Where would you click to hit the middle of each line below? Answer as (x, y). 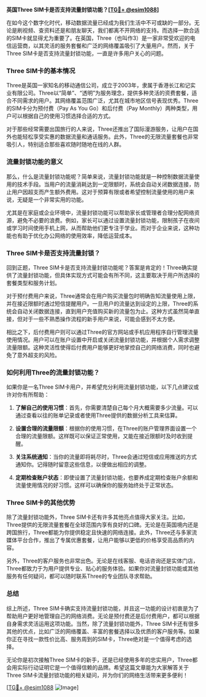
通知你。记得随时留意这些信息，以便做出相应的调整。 (82, 465)
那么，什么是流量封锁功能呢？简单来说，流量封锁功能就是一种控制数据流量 (100, 176)
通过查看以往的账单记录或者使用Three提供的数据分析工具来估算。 (98, 415)
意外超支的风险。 (38, 355)
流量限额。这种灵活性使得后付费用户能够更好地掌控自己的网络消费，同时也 (100, 347)
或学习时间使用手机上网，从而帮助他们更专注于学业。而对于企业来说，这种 (100, 228)
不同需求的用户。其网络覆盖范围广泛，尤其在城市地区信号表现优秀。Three (105, 101)
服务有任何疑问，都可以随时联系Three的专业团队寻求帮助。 (81, 576)
